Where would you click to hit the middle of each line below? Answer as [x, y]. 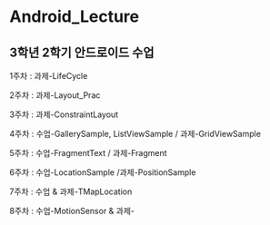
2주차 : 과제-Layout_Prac [55, 95]
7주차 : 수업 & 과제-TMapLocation [71, 191]
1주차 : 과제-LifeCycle [49, 76]
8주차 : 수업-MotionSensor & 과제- [72, 211]
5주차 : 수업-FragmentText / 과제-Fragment [88, 153]
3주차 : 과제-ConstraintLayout [64, 114]
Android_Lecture [74, 17]
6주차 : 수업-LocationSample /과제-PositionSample [103, 172]
